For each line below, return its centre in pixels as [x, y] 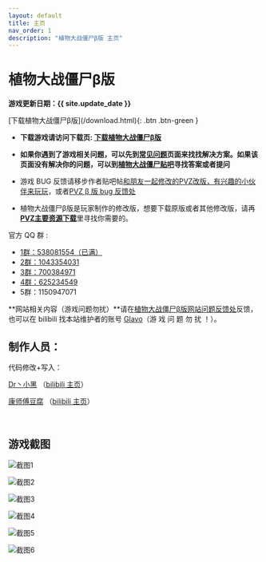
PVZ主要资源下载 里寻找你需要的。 [76, 218]
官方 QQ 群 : [28, 235]
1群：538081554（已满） [61, 252]
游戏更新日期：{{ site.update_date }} [70, 104]
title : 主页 [27, 23]
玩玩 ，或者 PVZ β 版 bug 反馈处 [85, 192]
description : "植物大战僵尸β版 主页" [66, 38]
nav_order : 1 [30, 30]
